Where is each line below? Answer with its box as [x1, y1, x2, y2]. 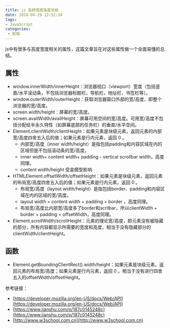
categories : [5, 27, 31, 32]
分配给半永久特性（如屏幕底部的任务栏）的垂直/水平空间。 [17, 121, 139, 128]
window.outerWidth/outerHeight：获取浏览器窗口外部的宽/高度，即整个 [12, 96, 162, 102]
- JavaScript [5, 21, 33, 27]
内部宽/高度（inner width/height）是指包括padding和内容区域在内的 [20, 141, 162, 147]
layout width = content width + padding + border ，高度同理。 [20, 198, 151, 205]
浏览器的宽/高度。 [12, 102, 50, 108]
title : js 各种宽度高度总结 [5, 7, 59, 13]
